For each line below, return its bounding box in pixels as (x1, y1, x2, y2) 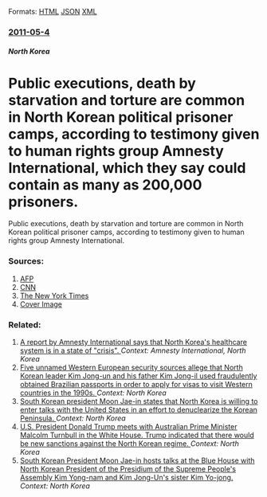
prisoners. (8, 193, 79, 210)
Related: (8, 319, 41, 330)
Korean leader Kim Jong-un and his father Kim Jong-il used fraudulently (19, 371, 257, 381)
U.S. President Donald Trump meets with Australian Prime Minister (19, 422, 238, 432)
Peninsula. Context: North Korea (19, 413, 126, 423)
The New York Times (19, 291, 89, 300)
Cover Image (19, 299, 62, 309)
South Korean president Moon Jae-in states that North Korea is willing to (19, 397, 258, 406)
